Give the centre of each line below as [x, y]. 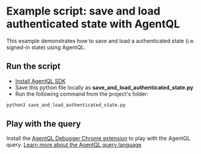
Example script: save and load [83, 11]
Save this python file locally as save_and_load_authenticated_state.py [104, 87]
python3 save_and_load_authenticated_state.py [66, 105]
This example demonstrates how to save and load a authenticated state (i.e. [101, 41]
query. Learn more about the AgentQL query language [74, 145]
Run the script [33, 66]
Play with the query [44, 124]
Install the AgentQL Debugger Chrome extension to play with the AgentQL [98, 138]
